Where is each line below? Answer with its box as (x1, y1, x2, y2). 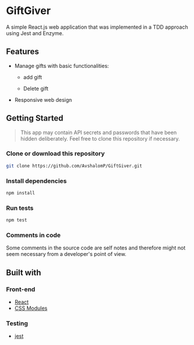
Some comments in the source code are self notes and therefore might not (6, 244, 186, 251)
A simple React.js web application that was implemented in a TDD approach (6, 23, 188, 30)
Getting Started (6, 113, 64, 124)
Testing (6, 319, 28, 327)
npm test (6, 217, 27, 223)
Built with (6, 268, 41, 278)
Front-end (6, 285, 36, 293)
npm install (6, 190, 35, 196)
